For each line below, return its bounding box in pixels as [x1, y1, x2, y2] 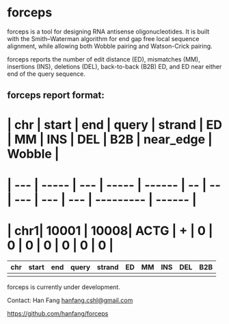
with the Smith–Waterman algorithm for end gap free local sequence [7, 34, 200, 42]
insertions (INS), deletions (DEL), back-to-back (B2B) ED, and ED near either [7, 62, 222, 70]
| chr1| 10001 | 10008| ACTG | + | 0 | [7, 223, 213, 239]
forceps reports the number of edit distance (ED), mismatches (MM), [7, 55, 200, 63]
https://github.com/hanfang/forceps [7, 309, 109, 317]
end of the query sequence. [7, 70, 85, 78]
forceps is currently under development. [7, 282, 121, 291]
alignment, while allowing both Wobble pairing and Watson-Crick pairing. [7, 42, 213, 50]
